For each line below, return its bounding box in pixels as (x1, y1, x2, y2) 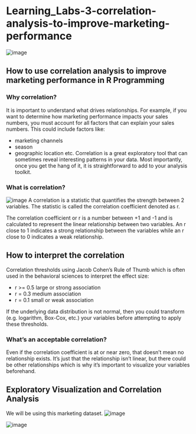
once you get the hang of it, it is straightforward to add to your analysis (14, 162, 188, 169)
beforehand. (6, 368, 37, 375)
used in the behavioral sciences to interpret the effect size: (6, 272, 149, 279)
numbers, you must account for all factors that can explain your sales (6, 119, 175, 126)
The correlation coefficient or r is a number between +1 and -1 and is (6, 214, 173, 221)
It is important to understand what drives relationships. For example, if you (6, 107, 187, 114)
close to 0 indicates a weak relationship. (6, 233, 104, 240)
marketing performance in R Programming (6, 75, 165, 85)
